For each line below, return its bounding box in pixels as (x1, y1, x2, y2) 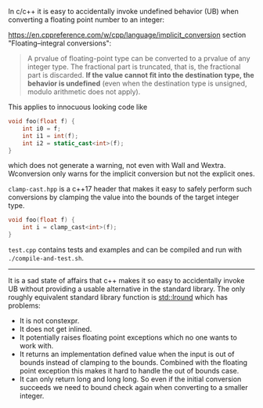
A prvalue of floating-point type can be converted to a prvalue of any (27, 54, 250, 63)
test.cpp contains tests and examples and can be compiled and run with (8, 245, 243, 254)
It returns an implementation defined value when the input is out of (19, 349, 235, 359)
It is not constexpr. (19, 316, 80, 325)
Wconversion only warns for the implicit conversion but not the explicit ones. (8, 169, 255, 179)
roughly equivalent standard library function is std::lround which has (8, 293, 229, 301)
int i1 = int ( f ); (22, 132, 79, 140)
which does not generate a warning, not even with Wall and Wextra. (8, 161, 226, 170)
